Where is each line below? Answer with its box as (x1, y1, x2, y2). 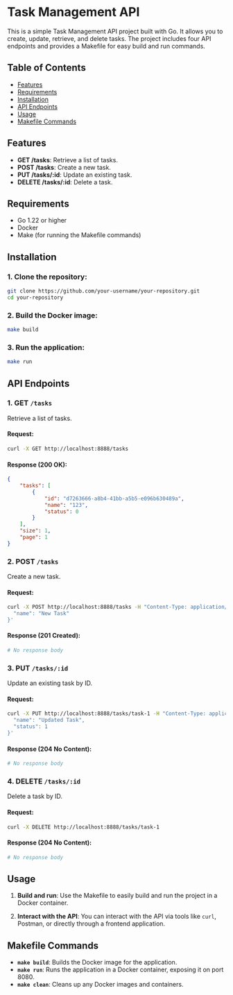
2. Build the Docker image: (7, 310, 98, 320)
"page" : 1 (19, 534, 49, 541)
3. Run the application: (7, 343, 85, 352)
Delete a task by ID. (7, 792, 63, 801)
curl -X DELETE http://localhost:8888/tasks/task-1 (7, 823, 159, 831)
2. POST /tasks (7, 556, 59, 566)
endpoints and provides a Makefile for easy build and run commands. (7, 42, 206, 50)
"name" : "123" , (44, 501, 89, 508)
